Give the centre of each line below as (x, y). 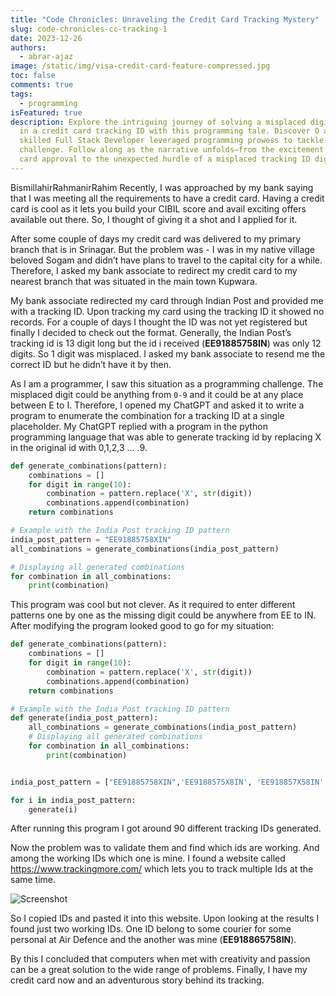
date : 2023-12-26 (46, 38)
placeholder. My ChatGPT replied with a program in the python (139, 426)
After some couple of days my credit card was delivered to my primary (156, 238)
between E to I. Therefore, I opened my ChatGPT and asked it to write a (157, 405)
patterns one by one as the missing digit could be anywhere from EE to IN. (163, 615)
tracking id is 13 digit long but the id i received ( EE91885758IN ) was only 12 (166, 343)
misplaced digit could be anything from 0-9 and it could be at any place (157, 394)
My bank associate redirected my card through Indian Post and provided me (167, 300)
